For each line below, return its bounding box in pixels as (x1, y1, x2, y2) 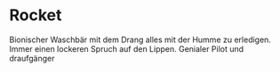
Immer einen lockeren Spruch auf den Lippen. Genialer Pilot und (9, 43, 244, 54)
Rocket (9, 5, 62, 25)
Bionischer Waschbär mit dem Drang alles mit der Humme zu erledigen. (9, 34, 271, 45)
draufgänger (9, 53, 55, 63)
